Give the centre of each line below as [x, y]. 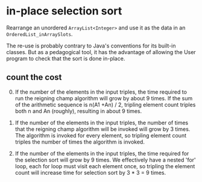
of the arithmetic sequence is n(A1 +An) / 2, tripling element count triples [105, 105]
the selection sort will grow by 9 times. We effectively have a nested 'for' [105, 160]
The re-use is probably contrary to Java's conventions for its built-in [91, 46]
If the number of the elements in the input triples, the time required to [101, 92]
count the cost [34, 77]
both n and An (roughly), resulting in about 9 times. [78, 111]
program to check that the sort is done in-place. [66, 58]
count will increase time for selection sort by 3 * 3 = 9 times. [90, 172]
